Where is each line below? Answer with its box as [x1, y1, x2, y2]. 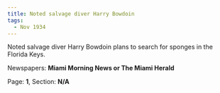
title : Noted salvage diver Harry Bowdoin [7, 10, 135, 18]
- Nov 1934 [13, 23, 46, 30]
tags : [7, 17, 23, 24]
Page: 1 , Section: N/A [7, 77, 70, 86]
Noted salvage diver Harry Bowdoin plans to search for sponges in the [7, 43, 213, 51]
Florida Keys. [7, 50, 46, 58]
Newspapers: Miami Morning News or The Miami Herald [7, 64, 175, 73]
